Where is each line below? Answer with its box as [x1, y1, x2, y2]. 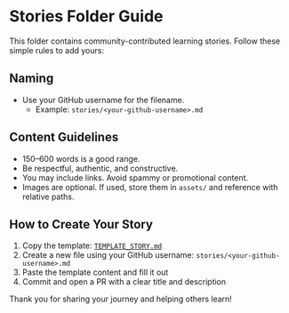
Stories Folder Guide [9, 6, 164, 27]
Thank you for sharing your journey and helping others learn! [9, 293, 233, 304]
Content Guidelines [9, 130, 119, 145]
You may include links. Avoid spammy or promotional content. [21, 172, 249, 183]
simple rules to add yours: [9, 44, 105, 55]
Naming [9, 71, 54, 86]
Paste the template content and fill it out [21, 267, 169, 277]
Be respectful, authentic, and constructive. [21, 163, 179, 173]
